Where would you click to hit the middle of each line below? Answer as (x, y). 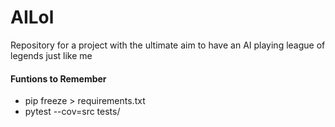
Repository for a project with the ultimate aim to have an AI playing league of (168, 45)
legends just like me (51, 55)
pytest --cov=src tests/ (72, 112)
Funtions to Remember (58, 78)
